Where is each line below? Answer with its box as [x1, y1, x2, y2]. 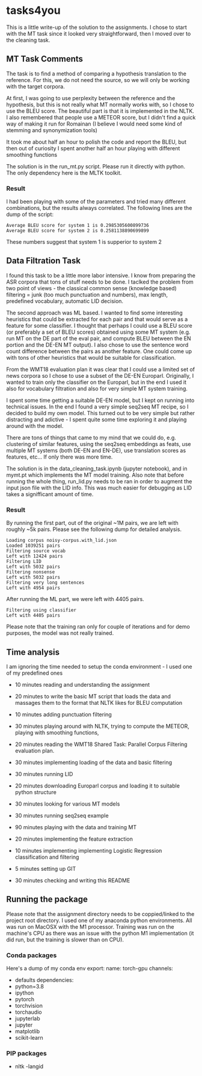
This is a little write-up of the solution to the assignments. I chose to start [6, 24, 188, 31]
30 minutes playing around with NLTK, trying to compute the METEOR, [14, 722, 189, 730]
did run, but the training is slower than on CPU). [6, 936, 124, 943]
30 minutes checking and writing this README [14, 876, 130, 884]
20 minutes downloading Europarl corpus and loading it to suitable [14, 782, 180, 789]
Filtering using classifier [6, 607, 77, 613]
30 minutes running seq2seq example [14, 812, 109, 819]
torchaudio [14, 1008, 42, 1016]
